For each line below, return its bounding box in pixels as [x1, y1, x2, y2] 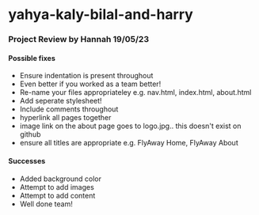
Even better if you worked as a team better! [19, 79, 162, 89]
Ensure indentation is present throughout [19, 71, 154, 81]
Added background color [19, 174, 101, 183]
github [19, 130, 41, 139]
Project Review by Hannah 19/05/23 [8, 34, 149, 45]
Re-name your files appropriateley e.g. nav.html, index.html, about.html [19, 88, 252, 97]
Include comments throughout [19, 104, 119, 114]
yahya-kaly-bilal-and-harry [8, 6, 194, 24]
